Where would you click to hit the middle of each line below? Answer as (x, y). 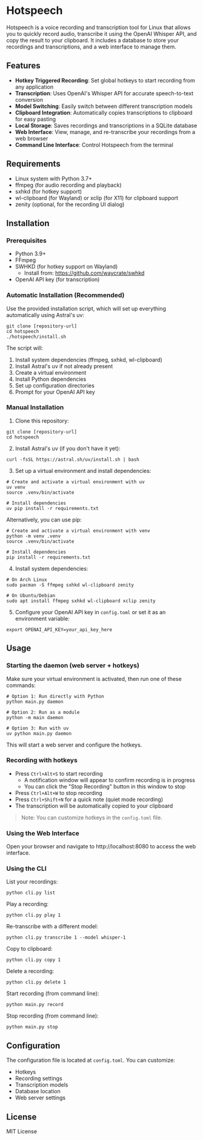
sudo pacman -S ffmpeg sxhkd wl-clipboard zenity (70, 585)
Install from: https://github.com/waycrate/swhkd (84, 273)
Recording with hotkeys (42, 760)
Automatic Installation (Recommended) (65, 295)
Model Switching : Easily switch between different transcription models (104, 106)
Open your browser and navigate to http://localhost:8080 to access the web (101, 847)
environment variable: (42, 619)
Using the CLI (26, 869)
